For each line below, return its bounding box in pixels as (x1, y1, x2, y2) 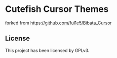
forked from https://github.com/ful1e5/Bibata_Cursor (5, 20, 112, 26)
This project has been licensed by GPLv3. (5, 47, 90, 53)
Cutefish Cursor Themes (5, 3, 109, 15)
